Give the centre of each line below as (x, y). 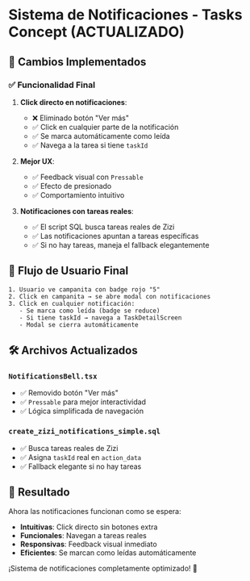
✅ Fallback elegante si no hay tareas (81, 466)
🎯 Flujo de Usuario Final (69, 271)
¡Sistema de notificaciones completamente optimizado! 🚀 (103, 568)
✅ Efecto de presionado (72, 186)
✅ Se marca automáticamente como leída (101, 136)
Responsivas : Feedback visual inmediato (88, 544)
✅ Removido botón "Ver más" (69, 393)
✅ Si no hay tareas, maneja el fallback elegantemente (121, 245)
